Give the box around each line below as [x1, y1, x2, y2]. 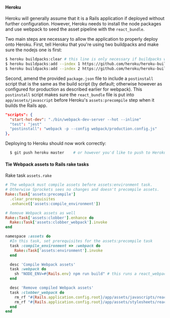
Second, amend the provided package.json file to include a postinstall [5, 75, 153, 81]
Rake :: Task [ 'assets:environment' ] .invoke [14, 248, 103, 253]
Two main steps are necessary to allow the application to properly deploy [5, 36, 158, 42]
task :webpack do [10, 267, 47, 272]
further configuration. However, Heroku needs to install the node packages [5, 21, 161, 27]
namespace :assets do [5, 234, 51, 239]
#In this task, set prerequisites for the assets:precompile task [10, 239, 153, 244]
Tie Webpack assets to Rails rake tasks [5, 161, 89, 167]
